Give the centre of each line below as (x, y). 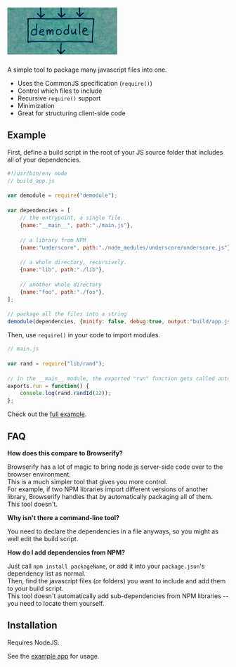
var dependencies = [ (39, 211)
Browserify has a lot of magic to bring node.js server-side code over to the (115, 467)
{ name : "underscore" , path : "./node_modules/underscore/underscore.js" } (125, 247)
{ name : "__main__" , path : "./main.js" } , (77, 225)
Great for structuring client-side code (71, 113)
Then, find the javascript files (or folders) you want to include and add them (117, 581)
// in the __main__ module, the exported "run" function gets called (111, 378)
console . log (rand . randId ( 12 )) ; (66, 394)
